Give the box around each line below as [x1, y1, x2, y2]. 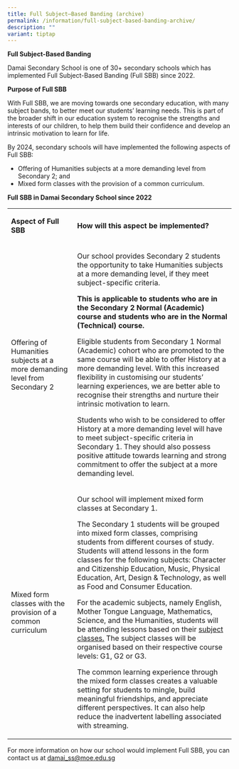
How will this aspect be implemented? [77, 221, 210, 231]
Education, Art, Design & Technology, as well [77, 573, 226, 583]
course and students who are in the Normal [77, 311, 228, 321]
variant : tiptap [7, 30, 55, 38]
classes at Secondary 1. [77, 503, 158, 513]
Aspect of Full [11, 217, 59, 227]
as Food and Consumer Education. [77, 582, 193, 592]
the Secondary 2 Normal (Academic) [77, 303, 205, 313]
